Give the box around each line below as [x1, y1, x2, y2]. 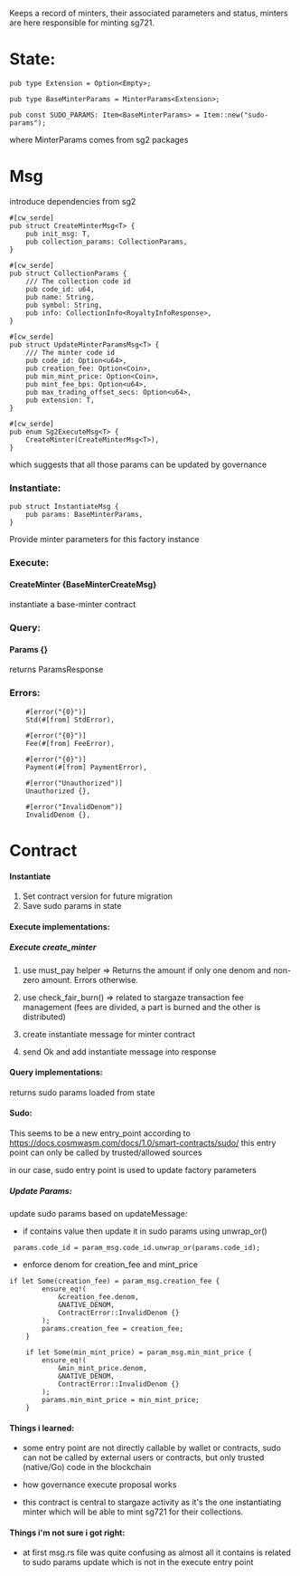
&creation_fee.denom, [57, 1293, 140, 1302]
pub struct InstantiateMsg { [9, 502, 119, 511]
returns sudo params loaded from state [9, 1086, 155, 1098]
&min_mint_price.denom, [57, 1364, 147, 1373]
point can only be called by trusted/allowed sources [9, 1147, 202, 1158]
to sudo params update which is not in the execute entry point [22, 1557, 254, 1568]
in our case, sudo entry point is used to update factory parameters [9, 1165, 258, 1176]
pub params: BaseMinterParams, [25, 511, 144, 520]
